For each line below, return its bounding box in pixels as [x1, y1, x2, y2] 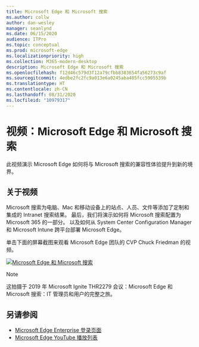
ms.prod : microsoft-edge [6, 48, 68, 54]
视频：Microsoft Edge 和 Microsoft [6, 124, 179, 138]
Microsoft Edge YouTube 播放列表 [14, 334, 98, 341]
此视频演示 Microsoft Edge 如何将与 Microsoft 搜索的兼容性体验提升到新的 [6, 160, 188, 167]
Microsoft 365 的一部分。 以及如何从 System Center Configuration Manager [6, 218, 192, 226]
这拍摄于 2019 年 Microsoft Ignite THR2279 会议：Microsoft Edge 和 [6, 283, 173, 290]
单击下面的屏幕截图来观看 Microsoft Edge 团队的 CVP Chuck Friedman [6, 239, 179, 246]
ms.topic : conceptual [6, 42, 60, 48]
